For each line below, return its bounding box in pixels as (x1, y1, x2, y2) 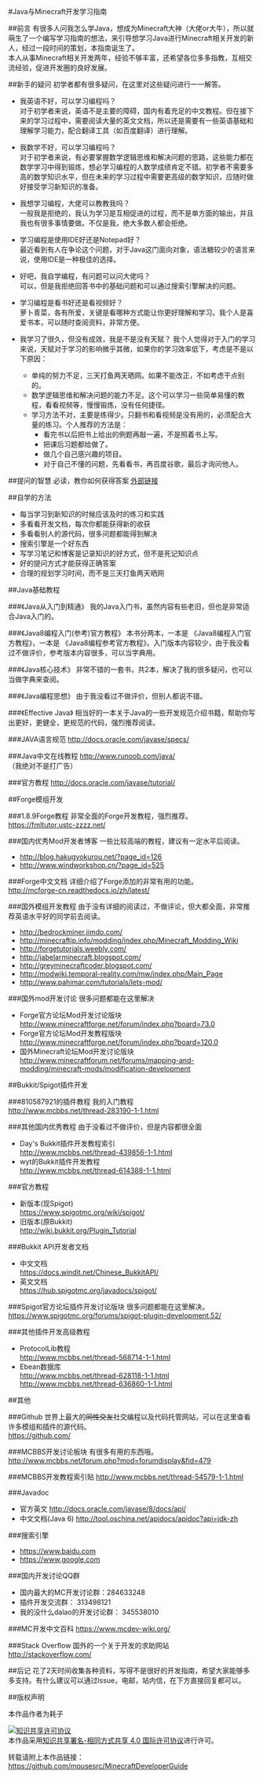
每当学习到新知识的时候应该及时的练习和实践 (19, 510, 165, 518)
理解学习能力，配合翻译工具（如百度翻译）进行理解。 (19, 126, 192, 135)
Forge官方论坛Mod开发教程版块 (19, 1029, 122, 1038)
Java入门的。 (14, 612, 59, 621)
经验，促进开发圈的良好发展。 (14, 63, 111, 72)
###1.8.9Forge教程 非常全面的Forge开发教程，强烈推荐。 (8, 811, 192, 821)
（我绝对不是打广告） (8, 762, 77, 770)
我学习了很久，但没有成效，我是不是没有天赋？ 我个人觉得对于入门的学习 (19, 334, 256, 344)
